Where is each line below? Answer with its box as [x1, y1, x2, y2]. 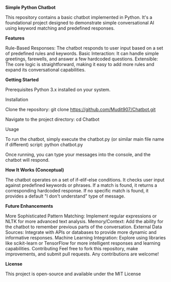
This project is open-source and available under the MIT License [5, 271, 141, 277]
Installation [5, 97, 29, 102]
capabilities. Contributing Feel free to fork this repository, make [5, 246, 138, 251]
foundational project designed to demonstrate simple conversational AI [5, 20, 155, 26]
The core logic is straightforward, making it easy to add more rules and [5, 61, 155, 67]
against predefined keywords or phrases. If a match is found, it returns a [5, 182, 157, 188]
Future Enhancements [5, 203, 54, 209]
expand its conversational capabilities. [5, 67, 86, 73]
